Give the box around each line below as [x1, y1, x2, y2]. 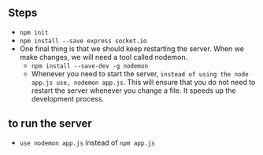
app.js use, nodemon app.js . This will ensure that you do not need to [31, 77, 256, 87]
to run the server [8, 117, 92, 131]
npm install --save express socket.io [19, 37, 147, 45]
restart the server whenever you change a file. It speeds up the [31, 86, 236, 95]
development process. [31, 94, 105, 103]
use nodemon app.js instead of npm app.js [19, 138, 155, 147]
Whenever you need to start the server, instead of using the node [31, 68, 250, 78]
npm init [19, 28, 49, 36]
